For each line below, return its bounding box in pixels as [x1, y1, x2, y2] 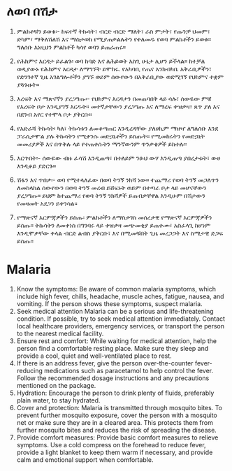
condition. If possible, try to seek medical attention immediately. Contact [16, 314, 225, 323]
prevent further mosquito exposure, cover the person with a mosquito [16, 411, 217, 419]
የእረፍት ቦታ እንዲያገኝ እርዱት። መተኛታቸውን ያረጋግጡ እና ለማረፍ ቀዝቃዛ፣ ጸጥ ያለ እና [16, 102, 221, 110]
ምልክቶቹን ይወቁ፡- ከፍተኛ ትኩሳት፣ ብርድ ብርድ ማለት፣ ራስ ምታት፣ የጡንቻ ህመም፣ [16, 27, 210, 35]
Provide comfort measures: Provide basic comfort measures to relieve [16, 433, 219, 442]
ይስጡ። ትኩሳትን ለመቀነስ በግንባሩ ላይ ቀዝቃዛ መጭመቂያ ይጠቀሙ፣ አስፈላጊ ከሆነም [16, 221, 211, 229]
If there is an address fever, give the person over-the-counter [16, 358, 194, 367]
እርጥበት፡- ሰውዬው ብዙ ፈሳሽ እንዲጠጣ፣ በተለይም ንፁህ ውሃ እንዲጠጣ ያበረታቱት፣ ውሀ [16, 154, 221, 162]
